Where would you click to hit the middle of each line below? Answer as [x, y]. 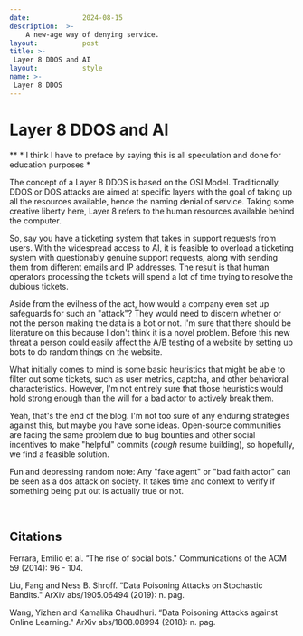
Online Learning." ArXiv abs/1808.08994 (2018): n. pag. [113, 622]
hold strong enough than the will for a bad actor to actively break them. [142, 398]
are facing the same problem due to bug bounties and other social [133, 434]
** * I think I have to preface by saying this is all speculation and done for [146, 155]
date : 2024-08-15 [66, 18]
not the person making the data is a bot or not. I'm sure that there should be [151, 323]
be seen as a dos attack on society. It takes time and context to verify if [142, 481]
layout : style [56, 69]
